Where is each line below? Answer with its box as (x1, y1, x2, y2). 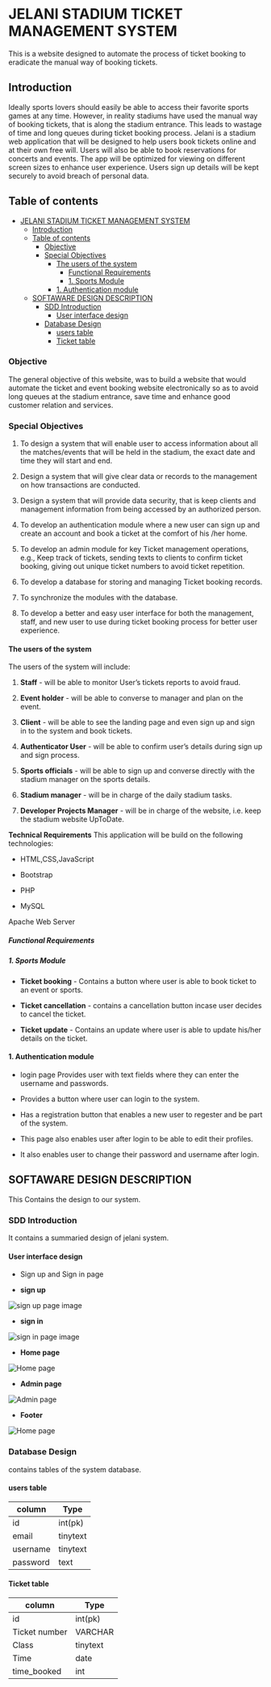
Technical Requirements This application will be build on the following (8, 830, 244, 840)
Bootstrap (19, 870, 53, 880)
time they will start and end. (19, 456, 113, 465)
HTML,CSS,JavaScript (19, 854, 94, 865)
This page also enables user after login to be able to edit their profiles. (19, 1134, 254, 1143)
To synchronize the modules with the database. (19, 593, 178, 603)
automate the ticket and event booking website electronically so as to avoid (8, 383, 259, 393)
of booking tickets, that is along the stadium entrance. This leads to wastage (8, 119, 262, 129)
